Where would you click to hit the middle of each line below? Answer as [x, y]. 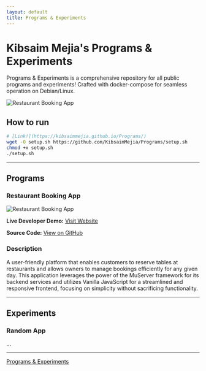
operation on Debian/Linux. [41, 91]
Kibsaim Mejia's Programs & [79, 48]
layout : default [27, 12]
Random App [26, 331]
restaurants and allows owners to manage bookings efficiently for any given [102, 269]
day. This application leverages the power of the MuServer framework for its [103, 275]
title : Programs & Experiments [46, 18]
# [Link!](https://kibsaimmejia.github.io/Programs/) [77, 136]
